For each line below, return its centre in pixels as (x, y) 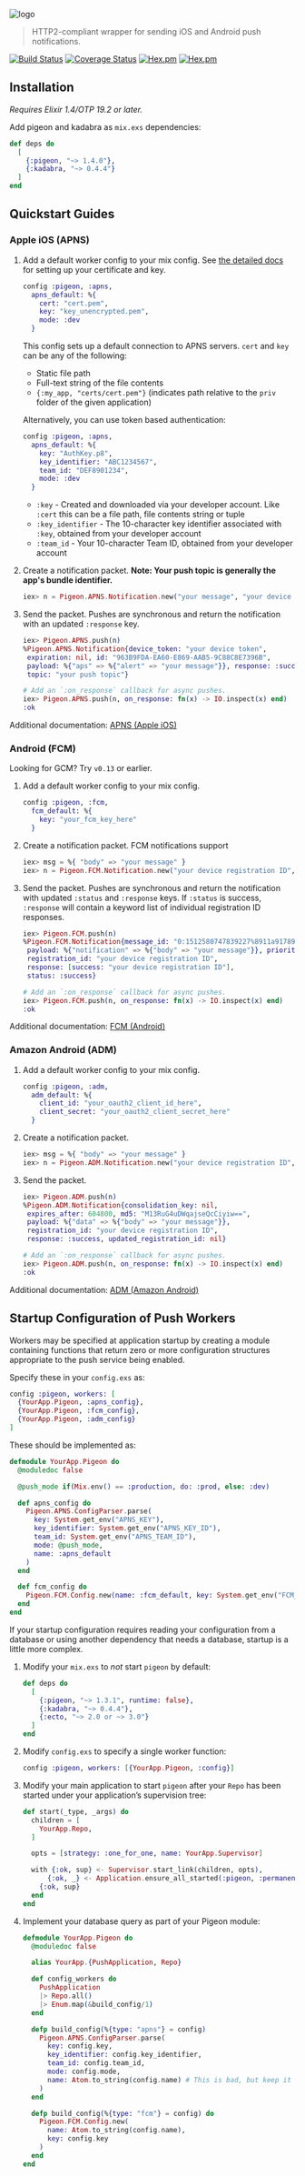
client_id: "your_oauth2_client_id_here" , (121, 1103)
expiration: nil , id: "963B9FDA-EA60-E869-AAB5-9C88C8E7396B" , (149, 657)
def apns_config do (54, 1503)
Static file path (63, 373)
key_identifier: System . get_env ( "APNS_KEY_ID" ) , (127, 1529)
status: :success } (62, 976)
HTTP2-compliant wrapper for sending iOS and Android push (146, 31)
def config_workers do (74, 1979)
